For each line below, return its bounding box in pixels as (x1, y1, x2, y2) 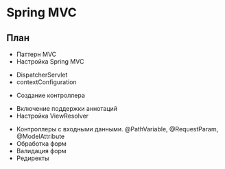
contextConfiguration (16, 78, 77, 86)
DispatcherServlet (16, 70, 68, 79)
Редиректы (16, 154, 49, 162)
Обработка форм (16, 140, 67, 148)
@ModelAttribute (16, 132, 65, 140)
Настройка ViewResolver (16, 112, 89, 120)
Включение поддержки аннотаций (16, 105, 118, 112)
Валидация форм (16, 147, 67, 155)
